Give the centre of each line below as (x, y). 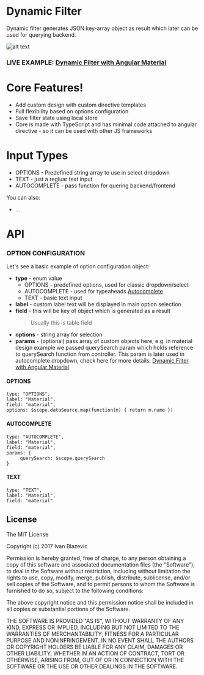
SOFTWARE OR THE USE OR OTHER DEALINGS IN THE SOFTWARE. (92, 666)
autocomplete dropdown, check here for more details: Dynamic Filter (102, 361)
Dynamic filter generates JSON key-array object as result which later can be (102, 28)
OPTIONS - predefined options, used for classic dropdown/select (107, 285)
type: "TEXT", (24, 490)
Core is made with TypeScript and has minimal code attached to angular (106, 124)
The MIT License (27, 534)
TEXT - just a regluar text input (54, 179)
